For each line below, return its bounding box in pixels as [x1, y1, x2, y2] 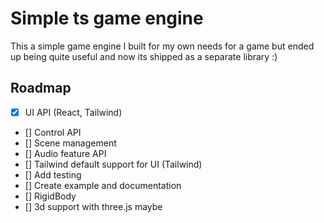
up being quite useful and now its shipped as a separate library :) [10, 50, 278, 62]
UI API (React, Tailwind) [24, 106, 123, 118]
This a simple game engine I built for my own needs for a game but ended [10, 40, 315, 52]
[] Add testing [24, 168, 82, 181]
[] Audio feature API [24, 147, 107, 159]
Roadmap [10, 80, 72, 97]
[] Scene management [24, 137, 117, 149]
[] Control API [24, 126, 82, 138]
